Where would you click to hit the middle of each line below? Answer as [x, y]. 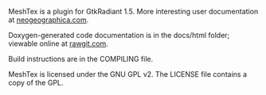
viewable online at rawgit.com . [59, 44]
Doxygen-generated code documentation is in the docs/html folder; [119, 35]
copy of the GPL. [36, 83]
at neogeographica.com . [49, 20]
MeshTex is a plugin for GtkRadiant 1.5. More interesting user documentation [133, 11]
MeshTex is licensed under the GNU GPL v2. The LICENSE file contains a [128, 74]
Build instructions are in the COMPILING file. [81, 59]
